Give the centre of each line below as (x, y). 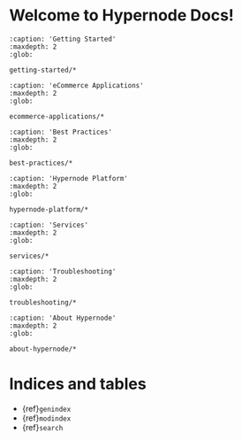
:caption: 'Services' (49, 225)
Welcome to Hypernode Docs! (121, 15)
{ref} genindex (46, 408)
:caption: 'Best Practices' (61, 132)
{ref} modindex (46, 418)
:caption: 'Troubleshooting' (63, 271)
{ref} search (42, 427)
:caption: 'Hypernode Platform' (68, 178)
